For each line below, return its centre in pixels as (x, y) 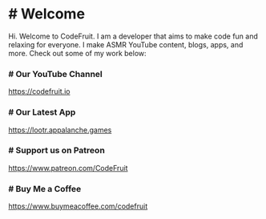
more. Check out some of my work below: (77, 53)
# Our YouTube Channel (55, 74)
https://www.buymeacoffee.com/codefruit (78, 206)
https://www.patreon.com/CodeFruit (68, 168)
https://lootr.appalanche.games (60, 130)
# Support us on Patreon (57, 151)
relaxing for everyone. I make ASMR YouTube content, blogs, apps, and (126, 44)
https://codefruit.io (39, 91)
